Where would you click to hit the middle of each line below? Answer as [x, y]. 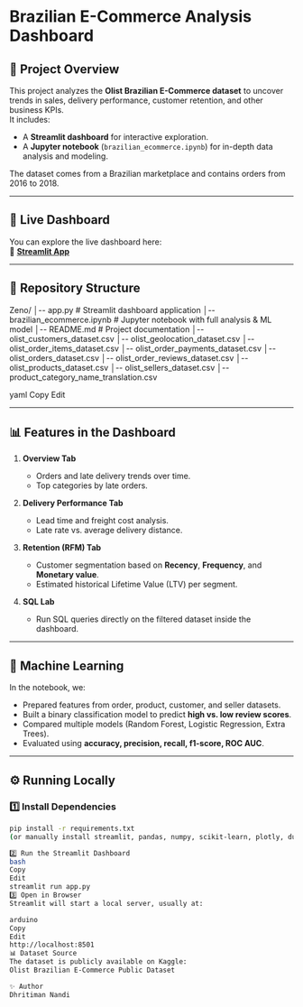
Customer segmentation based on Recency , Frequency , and [149, 565]
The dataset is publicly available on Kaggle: [98, 962]
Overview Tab [49, 458]
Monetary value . [67, 575]
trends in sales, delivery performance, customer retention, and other [136, 100]
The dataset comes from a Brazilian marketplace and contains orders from [147, 174]
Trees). [36, 734]
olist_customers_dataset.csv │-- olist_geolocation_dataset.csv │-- [132, 338]
